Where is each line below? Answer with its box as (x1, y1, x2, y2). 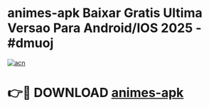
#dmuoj (7, 35, 54, 51)
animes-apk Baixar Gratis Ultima (7, 5, 203, 21)
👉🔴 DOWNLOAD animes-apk (7, 85, 184, 101)
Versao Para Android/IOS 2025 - (7, 20, 202, 36)
